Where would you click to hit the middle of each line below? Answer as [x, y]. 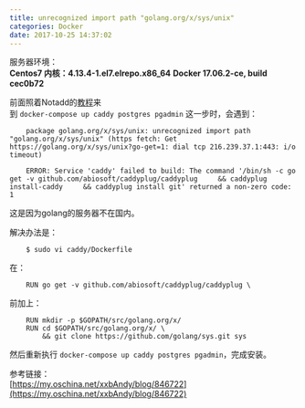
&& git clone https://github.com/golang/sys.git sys [145, 337]
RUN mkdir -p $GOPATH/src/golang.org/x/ [104, 320]
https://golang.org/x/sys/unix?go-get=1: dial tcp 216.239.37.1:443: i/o [153, 147]
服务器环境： [33, 62]
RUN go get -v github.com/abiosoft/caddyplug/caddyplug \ [138, 285]
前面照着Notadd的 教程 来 [56, 102]
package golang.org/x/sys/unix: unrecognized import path [138, 131]
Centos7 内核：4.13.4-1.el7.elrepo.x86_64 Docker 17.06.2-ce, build [138, 73]
